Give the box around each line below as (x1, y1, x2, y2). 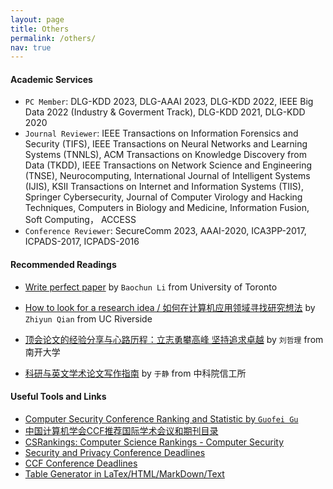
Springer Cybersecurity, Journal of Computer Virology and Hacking (24, 191, 303, 203)
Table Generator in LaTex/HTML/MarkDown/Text (24, 467, 225, 480)
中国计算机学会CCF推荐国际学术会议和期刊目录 (24, 424, 219, 436)
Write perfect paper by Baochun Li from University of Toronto (24, 281, 278, 293)
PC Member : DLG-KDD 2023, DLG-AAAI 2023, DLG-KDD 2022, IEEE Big (24, 96, 314, 108)
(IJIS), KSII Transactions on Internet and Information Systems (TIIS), (24, 181, 304, 193)
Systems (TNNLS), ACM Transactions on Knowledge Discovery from (24, 149, 307, 161)
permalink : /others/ (10, 33, 97, 43)
